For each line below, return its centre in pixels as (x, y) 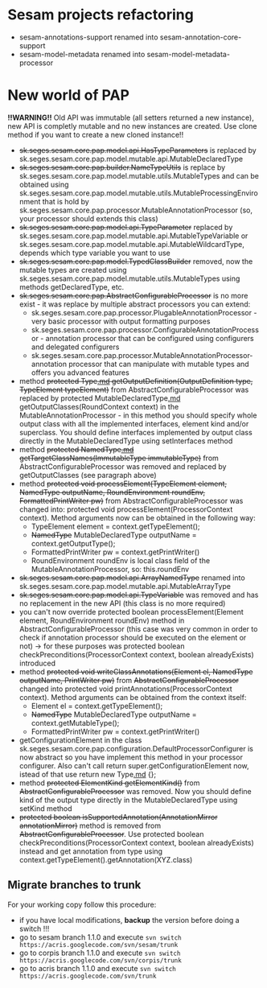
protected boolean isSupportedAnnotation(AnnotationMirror (118, 817)
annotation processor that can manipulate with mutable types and (140, 364)
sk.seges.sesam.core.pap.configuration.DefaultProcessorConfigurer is (136, 748)
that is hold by (66, 201)
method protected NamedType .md (76, 449)
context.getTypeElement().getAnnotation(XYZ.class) (106, 859)
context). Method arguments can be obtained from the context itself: (133, 697)
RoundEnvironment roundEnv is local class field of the (121, 560)
